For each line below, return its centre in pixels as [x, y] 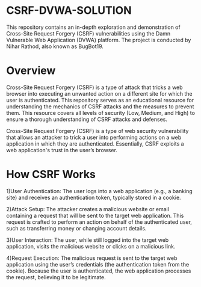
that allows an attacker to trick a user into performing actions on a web [94, 137]
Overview [31, 71]
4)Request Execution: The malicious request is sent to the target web [92, 258]
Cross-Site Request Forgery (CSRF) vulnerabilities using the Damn [88, 33]
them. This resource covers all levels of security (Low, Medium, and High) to [101, 113]
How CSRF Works [51, 174]
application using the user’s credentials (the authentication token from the [98, 264]
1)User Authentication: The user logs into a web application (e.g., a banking [99, 191]
